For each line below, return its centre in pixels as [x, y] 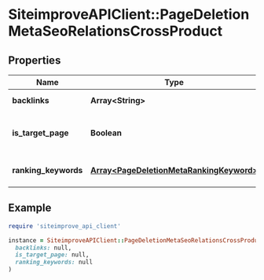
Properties [35, 60]
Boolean [106, 133]
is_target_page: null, [52, 255]
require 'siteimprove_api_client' [65, 226]
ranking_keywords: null [54, 262]
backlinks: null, [44, 248]
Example [30, 208]
